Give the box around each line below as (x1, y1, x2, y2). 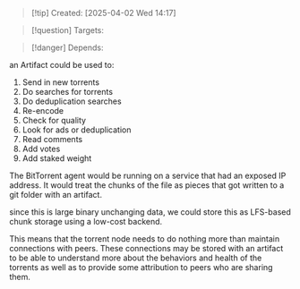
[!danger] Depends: (30, 42, 104, 53)
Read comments (21, 134, 83, 144)
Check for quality (21, 115, 87, 125)
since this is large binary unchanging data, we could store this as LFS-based (9, 207, 291, 217)
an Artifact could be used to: (9, 60, 115, 70)
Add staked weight (21, 153, 92, 164)
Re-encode (21, 106, 64, 115)
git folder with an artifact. (9, 190, 103, 200)
